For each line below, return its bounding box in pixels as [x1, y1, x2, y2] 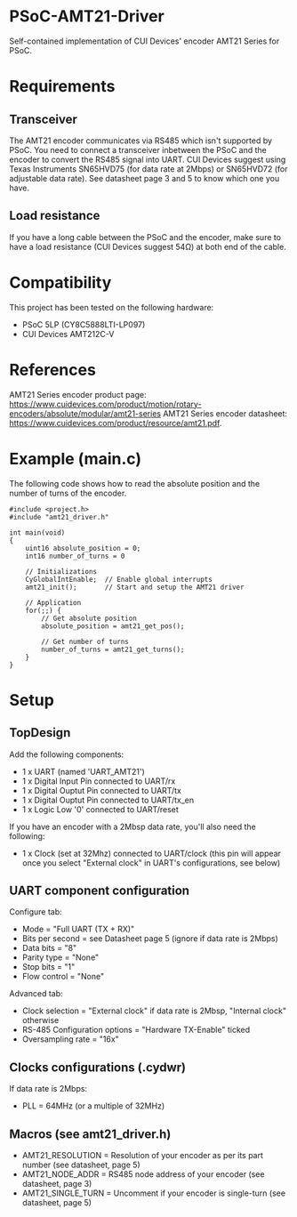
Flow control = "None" [21, 971, 105, 982]
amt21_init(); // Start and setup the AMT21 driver [25, 583, 245, 592]
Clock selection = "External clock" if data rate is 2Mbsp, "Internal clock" [21, 1005, 287, 1016]
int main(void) [9, 528, 66, 537]
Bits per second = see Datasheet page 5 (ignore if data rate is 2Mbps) [21, 933, 278, 944]
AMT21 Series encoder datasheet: [163, 407, 287, 419]
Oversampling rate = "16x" [21, 1034, 120, 1044]
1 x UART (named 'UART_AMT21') [21, 766, 145, 777]
